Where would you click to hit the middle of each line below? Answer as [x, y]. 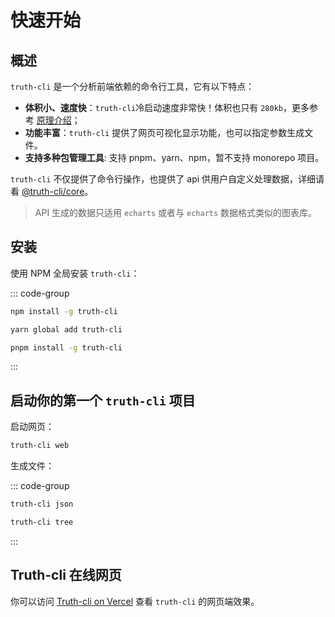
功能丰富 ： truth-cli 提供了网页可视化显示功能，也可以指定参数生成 [164, 132]
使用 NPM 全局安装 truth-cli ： [75, 273]
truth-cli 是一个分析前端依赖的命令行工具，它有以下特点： [132, 86]
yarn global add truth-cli [66, 329]
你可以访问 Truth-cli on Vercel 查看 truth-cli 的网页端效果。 [135, 601]
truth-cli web [40, 446]
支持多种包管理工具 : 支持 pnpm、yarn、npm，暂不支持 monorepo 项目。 [174, 157]
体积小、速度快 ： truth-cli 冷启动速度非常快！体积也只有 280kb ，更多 [167, 107]
